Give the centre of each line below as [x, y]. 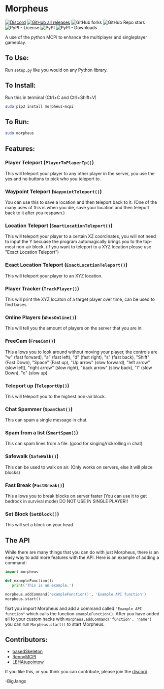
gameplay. [16, 42]
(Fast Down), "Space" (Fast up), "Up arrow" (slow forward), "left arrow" [78, 362]
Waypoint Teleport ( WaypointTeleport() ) [53, 191]
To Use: [17, 58]
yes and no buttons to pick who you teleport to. [53, 179]
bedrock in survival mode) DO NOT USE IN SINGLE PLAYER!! [66, 501]
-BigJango [16, 681]
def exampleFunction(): [30, 581]
